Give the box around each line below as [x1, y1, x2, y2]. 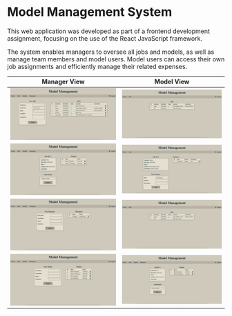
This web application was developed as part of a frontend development [7, 27, 211, 35]
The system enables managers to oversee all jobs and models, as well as [7, 48, 215, 56]
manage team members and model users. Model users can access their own [7, 55, 225, 63]
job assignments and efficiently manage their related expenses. [7, 62, 188, 70]
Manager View [41, 77, 85, 86]
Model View [154, 77, 190, 86]
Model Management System [7, 4, 173, 20]
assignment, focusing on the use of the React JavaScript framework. [7, 34, 202, 42]
